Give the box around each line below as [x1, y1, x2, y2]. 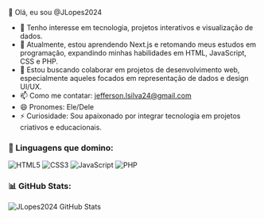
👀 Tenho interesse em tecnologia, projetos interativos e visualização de [19, 23, 254, 32]
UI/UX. [19, 82, 42, 91]
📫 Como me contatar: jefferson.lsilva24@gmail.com [19, 91, 192, 100]
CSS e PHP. [19, 56, 58, 66]
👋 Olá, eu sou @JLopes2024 [8, 8, 103, 17]
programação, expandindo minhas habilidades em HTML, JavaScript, [19, 48, 247, 57]
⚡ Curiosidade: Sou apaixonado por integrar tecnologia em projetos [19, 111, 241, 121]
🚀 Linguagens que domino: [8, 142, 114, 153]
